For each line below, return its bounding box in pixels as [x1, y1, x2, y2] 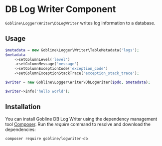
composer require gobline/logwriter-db [5, 136, 88, 141]
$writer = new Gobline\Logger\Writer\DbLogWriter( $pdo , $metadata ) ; [5, 80, 151, 85]
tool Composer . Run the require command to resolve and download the [5, 121, 151, 127]
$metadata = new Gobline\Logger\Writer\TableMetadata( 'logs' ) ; [5, 47, 140, 53]
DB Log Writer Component [5, 3, 116, 15]
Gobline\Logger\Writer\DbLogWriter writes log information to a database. [5, 20, 156, 26]
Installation [5, 103, 41, 111]
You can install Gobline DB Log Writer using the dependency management [5, 116, 158, 122]
